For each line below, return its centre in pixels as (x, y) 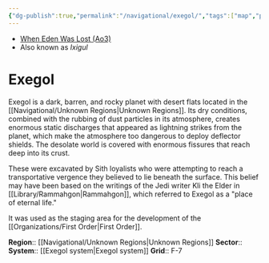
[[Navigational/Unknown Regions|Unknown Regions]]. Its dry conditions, (128, 110)
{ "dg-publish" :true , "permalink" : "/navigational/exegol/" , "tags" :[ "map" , (132, 16)
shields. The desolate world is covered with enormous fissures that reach (129, 144)
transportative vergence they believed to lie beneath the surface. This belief (133, 176)
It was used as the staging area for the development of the (105, 218)
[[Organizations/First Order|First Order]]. (75, 226)
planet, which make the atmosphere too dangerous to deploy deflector (124, 136)
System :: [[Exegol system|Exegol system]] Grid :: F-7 (95, 250)
